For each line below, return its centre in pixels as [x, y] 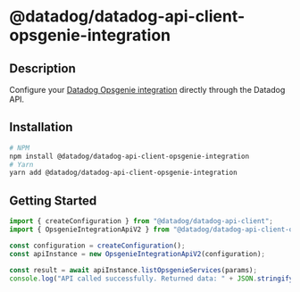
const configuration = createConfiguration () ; [97, 246]
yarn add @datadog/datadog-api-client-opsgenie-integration [124, 173]
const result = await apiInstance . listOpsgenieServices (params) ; [133, 270]
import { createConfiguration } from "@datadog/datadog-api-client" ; [142, 221]
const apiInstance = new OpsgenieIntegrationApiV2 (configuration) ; [137, 254]
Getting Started [53, 200]
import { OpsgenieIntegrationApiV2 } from [89, 229]
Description [42, 68]
